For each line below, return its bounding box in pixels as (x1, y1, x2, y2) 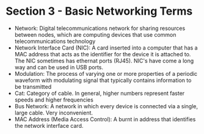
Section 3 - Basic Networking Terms (5, 4, 193, 18)
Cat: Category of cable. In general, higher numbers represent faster (14, 89, 185, 97)
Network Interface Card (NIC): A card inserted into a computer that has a (14, 44, 198, 51)
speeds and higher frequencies (14, 96, 94, 103)
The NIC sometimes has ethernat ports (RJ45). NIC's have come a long (14, 57, 194, 64)
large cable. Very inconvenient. (14, 109, 93, 116)
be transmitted (14, 83, 52, 90)
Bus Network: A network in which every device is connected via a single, (14, 102, 199, 110)
